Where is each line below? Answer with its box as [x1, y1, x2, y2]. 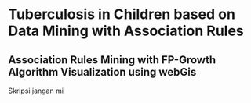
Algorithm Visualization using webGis [8, 65, 197, 79]
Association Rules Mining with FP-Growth [8, 53, 216, 66]
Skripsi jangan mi [8, 86, 64, 95]
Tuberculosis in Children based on [8, 5, 235, 23]
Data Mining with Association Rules [8, 22, 245, 40]
